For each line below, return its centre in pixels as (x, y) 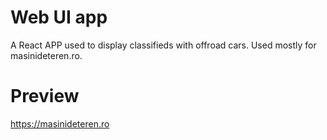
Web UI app (59, 17)
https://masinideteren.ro (60, 123)
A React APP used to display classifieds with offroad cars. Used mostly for (163, 45)
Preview (45, 96)
